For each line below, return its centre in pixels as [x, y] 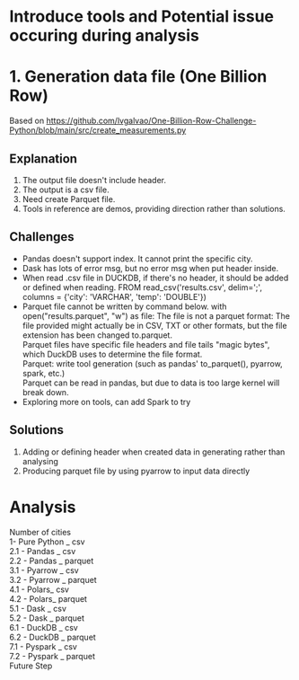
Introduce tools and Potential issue [142, 17]
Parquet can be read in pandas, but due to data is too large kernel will [151, 383]
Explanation [44, 159]
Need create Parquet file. [69, 199]
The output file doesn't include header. [94, 180]
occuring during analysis [104, 35]
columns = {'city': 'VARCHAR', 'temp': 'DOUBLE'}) [114, 296]
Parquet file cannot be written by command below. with [124, 306]
